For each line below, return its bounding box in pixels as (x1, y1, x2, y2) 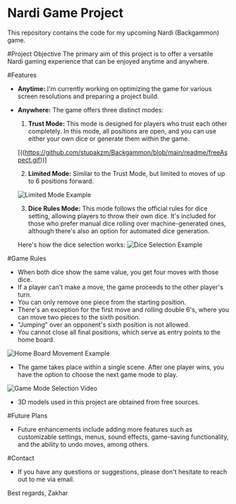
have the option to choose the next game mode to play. (17, 370, 178, 379)
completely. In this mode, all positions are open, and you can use (27, 127, 217, 135)
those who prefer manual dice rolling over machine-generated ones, (27, 219, 227, 228)
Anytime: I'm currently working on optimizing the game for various (17, 84, 213, 93)
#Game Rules (7, 254, 46, 262)
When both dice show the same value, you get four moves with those (17, 267, 219, 276)
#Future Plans (7, 411, 48, 420)
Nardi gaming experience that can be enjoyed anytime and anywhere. (7, 57, 210, 65)
